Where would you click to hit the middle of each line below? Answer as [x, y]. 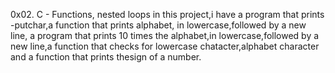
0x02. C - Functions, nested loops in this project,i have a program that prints [167, 14]
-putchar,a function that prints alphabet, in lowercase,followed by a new [158, 25]
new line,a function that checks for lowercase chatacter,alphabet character [165, 46]
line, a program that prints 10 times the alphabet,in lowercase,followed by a [165, 35]
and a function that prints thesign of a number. [106, 57]
